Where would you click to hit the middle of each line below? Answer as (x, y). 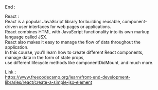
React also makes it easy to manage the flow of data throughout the (73, 42)
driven (11, 27)
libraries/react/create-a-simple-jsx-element (49, 82)
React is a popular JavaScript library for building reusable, (63, 22)
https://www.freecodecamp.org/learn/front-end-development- (68, 77)
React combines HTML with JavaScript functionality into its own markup (77, 32)
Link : (10, 72)
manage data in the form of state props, (45, 57)
